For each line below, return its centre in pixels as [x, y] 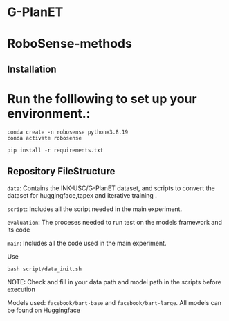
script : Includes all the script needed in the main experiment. [94, 209]
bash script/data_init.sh [44, 269]
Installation [32, 69]
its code [19, 230]
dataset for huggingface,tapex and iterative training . [82, 195]
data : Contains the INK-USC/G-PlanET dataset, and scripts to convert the [111, 188]
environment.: [49, 113]
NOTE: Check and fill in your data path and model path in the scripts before [114, 282]
